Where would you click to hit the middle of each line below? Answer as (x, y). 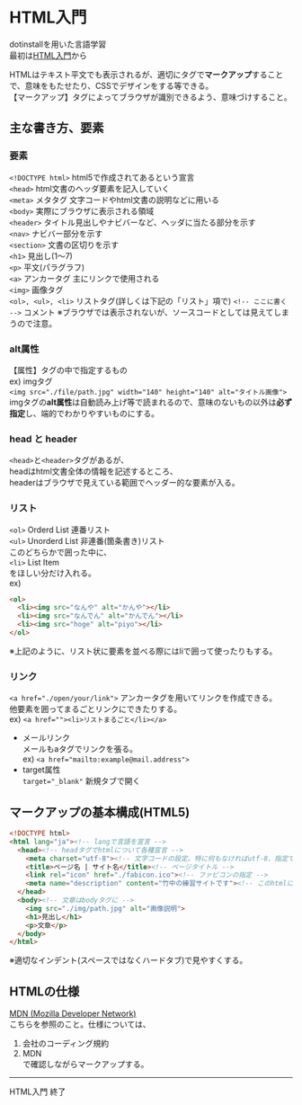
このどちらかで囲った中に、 (61, 552)
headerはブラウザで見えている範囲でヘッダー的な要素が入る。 (124, 483)
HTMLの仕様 (44, 991)
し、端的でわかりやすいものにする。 (93, 413)
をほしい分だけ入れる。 (53, 573)
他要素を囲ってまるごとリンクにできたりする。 (96, 709)
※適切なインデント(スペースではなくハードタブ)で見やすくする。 (129, 960)
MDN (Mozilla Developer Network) (73, 1014)
